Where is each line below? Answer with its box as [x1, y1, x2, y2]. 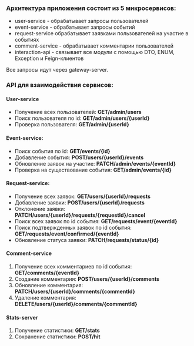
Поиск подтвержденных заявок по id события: [14, 224, 132, 231]
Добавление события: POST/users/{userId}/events [14, 154, 144, 161]
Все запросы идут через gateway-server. [6, 66, 109, 73]
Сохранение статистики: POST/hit [14, 333, 101, 340]
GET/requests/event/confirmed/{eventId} [14, 230, 119, 237]
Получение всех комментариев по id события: [14, 263, 132, 270]
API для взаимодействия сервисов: [6, 81, 113, 89]
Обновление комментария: [14, 282, 83, 289]
